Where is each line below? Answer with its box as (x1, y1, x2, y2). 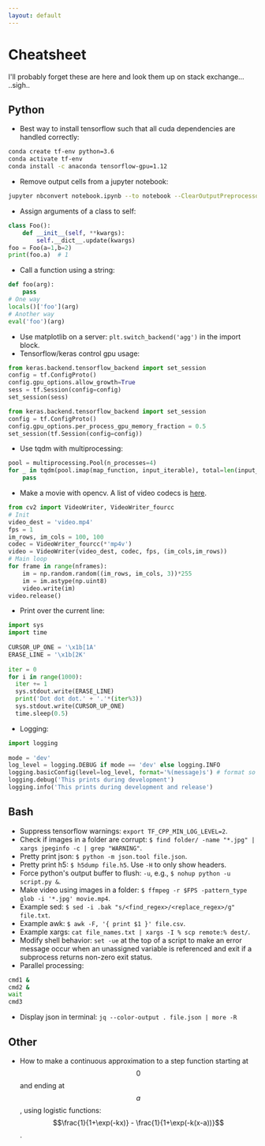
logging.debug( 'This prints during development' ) (8, 776, 175, 784)
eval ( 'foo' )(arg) (8, 317, 65, 325)
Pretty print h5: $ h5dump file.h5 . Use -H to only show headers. (19, 860, 227, 869)
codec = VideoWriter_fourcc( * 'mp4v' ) (8, 540, 132, 548)
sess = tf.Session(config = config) (8, 386, 122, 394)
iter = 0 (8, 665, 37, 673)
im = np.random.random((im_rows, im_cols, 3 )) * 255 (22, 569, 192, 577)
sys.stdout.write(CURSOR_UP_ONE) (15, 702, 125, 710)
